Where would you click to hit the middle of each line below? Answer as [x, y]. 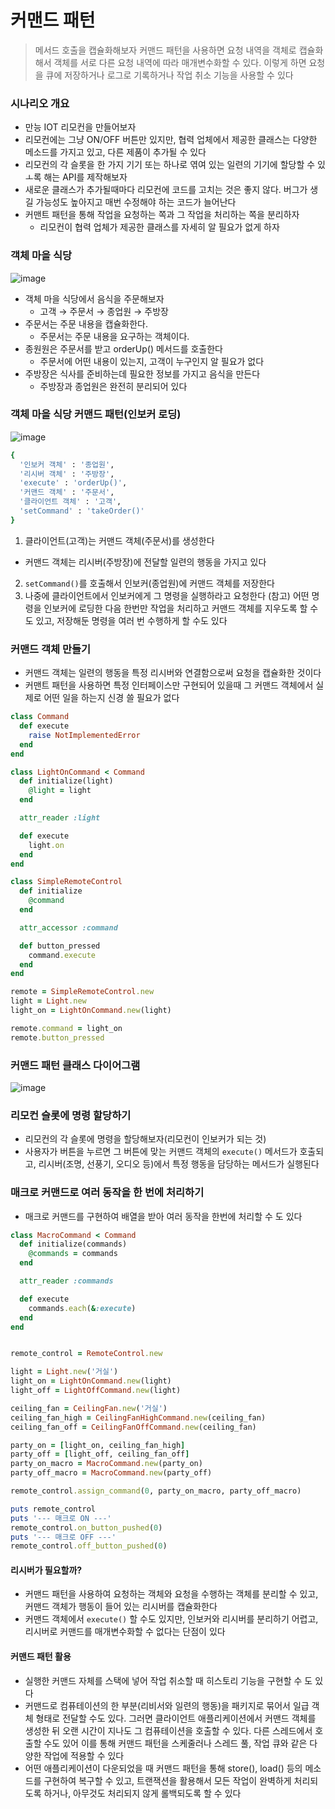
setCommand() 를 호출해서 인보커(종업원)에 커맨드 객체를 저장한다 [149, 583]
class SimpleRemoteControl [66, 882]
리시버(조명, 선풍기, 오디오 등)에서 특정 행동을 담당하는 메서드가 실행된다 [179, 1164]
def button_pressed [60, 946]
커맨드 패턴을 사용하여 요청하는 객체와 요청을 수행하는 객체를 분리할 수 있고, [171, 1594]
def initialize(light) [66, 781]
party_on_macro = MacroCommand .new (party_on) [106, 1464]
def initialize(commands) [73, 1244]
